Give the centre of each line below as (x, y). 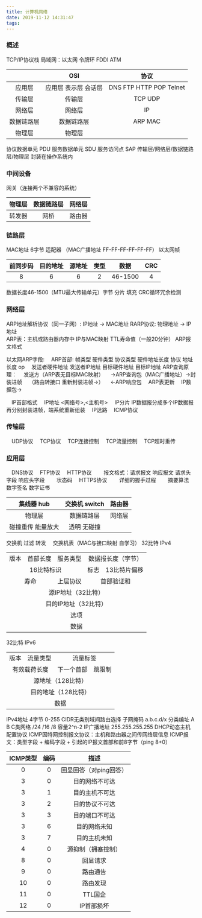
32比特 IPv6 (21, 642)
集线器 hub (34, 504)
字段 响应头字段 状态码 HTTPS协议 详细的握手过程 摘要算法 (98, 480)
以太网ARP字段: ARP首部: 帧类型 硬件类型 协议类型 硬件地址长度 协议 (94, 359)
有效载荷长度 (31, 670)
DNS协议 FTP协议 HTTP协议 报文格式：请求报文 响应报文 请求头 (101, 473)
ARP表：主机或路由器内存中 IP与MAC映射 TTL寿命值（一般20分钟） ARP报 (99, 339)
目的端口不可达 (94, 815)
